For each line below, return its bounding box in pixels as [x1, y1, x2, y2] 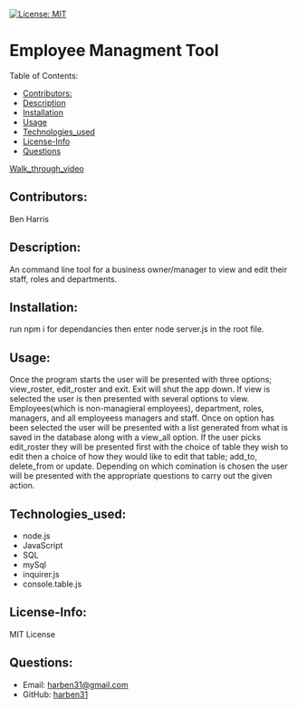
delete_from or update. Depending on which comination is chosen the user [9, 461, 288, 471]
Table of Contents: [9, 70, 79, 81]
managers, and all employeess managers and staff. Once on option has [9, 412, 274, 423]
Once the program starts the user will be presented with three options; [9, 374, 273, 385]
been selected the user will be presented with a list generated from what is [9, 422, 288, 433]
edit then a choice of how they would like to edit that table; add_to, [9, 451, 258, 462]
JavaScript [22, 540, 63, 550]
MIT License [9, 628, 56, 639]
